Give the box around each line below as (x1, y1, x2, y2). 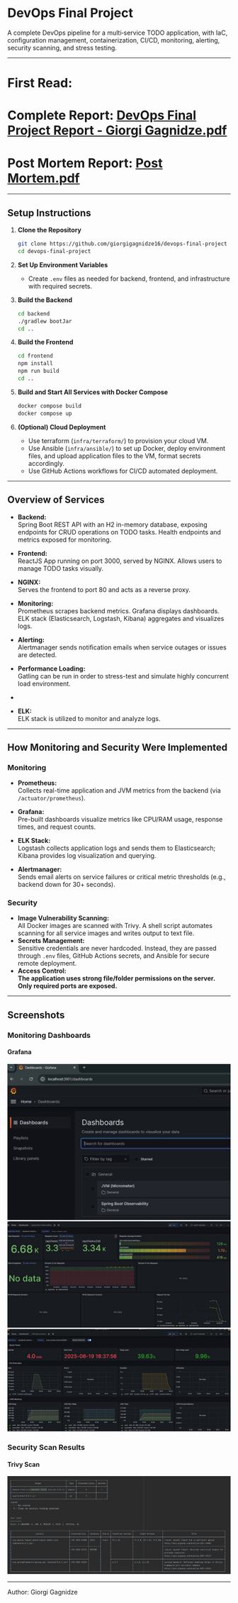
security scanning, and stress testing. (7, 43, 117, 52)
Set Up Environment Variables (17, 260, 108, 269)
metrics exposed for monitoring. (17, 535, 112, 544)
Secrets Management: (17, 937, 85, 945)
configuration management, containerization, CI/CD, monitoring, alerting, (7, 35, 220, 44)
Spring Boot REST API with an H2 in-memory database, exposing (17, 520, 208, 529)
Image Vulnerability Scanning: (17, 914, 110, 922)
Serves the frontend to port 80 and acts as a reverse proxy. (17, 585, 191, 593)
